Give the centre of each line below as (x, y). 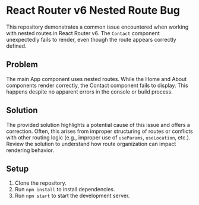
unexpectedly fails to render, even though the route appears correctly (91, 39)
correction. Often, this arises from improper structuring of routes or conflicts (99, 131)
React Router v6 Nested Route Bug (93, 10)
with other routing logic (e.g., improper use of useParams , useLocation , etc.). (98, 137)
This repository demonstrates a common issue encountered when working (97, 27)
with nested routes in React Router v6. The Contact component (83, 33)
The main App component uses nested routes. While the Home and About (97, 79)
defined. (16, 46)
